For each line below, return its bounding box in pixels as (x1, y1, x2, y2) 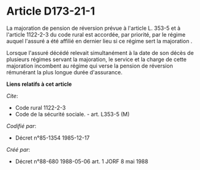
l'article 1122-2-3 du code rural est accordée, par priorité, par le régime (6, 30, 186, 38)
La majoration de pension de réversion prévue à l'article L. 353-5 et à (6, 24, 181, 32)
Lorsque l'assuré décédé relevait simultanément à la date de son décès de (6, 49, 194, 56)
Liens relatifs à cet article (6, 80, 72, 88)
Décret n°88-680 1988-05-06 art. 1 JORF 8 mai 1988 (15, 157, 149, 165)
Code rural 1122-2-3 (15, 104, 66, 111)
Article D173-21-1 (6, 4, 95, 18)
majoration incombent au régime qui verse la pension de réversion (6, 62, 173, 69)
